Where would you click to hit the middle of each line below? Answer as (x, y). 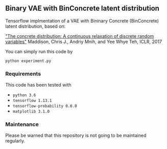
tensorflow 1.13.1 (32, 101)
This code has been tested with (38, 85)
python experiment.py (28, 61)
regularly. (15, 141)
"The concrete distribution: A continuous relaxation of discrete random (80, 36)
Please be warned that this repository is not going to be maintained (76, 136)
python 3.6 (24, 95)
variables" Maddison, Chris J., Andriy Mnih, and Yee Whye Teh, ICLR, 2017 (84, 41)
